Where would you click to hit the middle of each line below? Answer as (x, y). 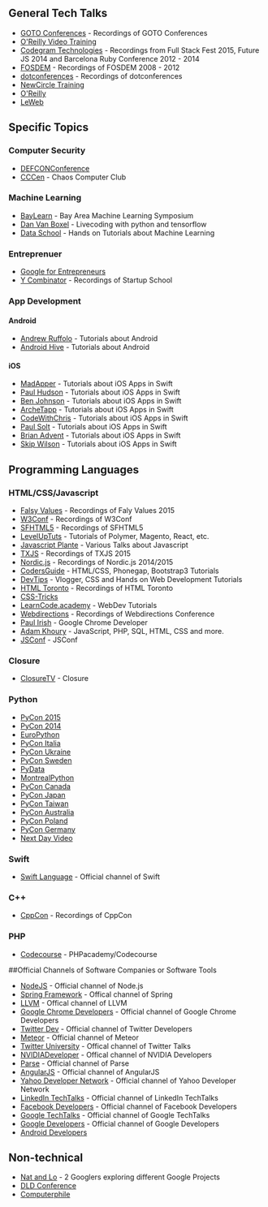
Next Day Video (46, 838)
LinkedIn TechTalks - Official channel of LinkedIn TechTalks (119, 1097)
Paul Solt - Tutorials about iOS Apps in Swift (94, 427)
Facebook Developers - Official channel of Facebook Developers (129, 1106)
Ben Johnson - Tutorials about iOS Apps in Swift (101, 401)
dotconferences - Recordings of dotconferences (101, 75)
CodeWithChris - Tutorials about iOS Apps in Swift (104, 418)
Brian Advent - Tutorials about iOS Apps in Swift (100, 435)
